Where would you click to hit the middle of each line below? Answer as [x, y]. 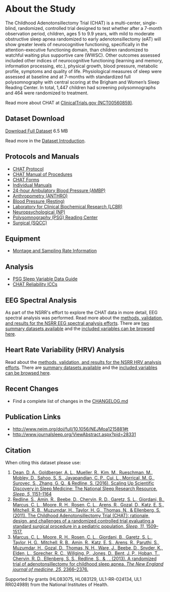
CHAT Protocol [28, 169]
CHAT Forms [26, 179]
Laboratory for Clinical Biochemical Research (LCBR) [68, 206]
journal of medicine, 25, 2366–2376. [50, 569]
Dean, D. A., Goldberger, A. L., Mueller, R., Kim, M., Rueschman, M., [83, 472]
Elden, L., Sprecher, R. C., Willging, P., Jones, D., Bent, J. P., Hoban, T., [86, 553]
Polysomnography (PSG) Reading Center [55, 217]
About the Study [40, 9]
